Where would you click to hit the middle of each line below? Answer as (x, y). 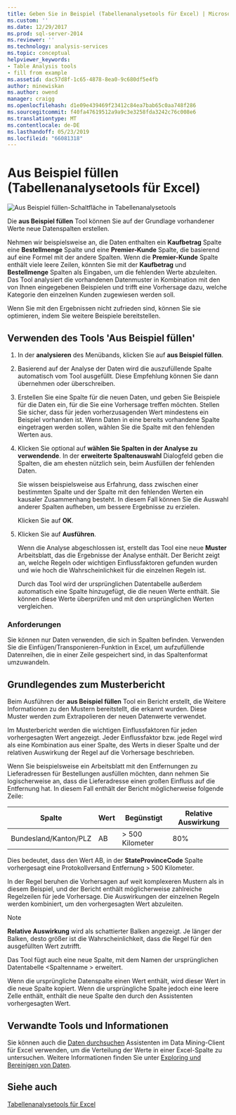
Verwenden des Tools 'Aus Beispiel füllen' (101, 338)
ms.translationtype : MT (42, 118)
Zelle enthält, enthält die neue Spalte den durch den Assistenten (100, 996)
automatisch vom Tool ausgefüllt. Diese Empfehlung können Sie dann (118, 376)
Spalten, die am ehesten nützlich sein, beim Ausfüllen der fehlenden (116, 463)
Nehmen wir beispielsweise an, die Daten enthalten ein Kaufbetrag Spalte (114, 242)
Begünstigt (144, 818)
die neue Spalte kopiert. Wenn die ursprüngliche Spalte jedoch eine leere (113, 989)
